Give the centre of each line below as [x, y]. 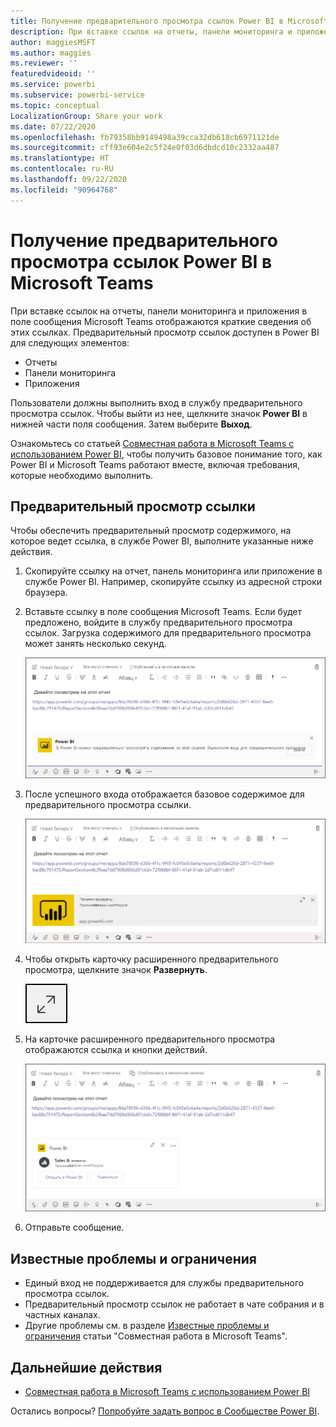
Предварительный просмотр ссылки [133, 506]
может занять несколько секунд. [95, 644]
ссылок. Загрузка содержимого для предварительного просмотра [168, 633]
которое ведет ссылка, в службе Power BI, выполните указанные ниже [162, 541]
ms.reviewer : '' [44, 63]
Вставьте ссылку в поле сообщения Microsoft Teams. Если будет [163, 612]
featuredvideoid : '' [53, 74]
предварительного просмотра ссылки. [108, 805]
